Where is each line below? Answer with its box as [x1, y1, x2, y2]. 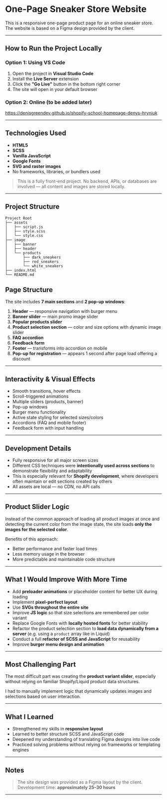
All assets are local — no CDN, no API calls [12, 483, 100, 490]
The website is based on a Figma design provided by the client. [5, 25, 135, 31]
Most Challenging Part [5, 660, 76, 668]
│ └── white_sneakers [5, 263, 64, 269]
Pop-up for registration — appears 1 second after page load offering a [12, 351, 158, 357]
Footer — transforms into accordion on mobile [12, 345, 108, 351]
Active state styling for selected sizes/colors [12, 415, 103, 421]
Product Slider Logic [5, 503, 70, 511]
